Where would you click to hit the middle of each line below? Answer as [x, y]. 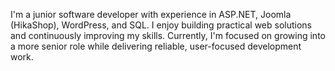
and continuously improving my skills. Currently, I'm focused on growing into [168, 35]
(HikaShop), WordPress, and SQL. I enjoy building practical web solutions [161, 25]
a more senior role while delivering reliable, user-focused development [156, 46]
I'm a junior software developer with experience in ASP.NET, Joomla [151, 14]
